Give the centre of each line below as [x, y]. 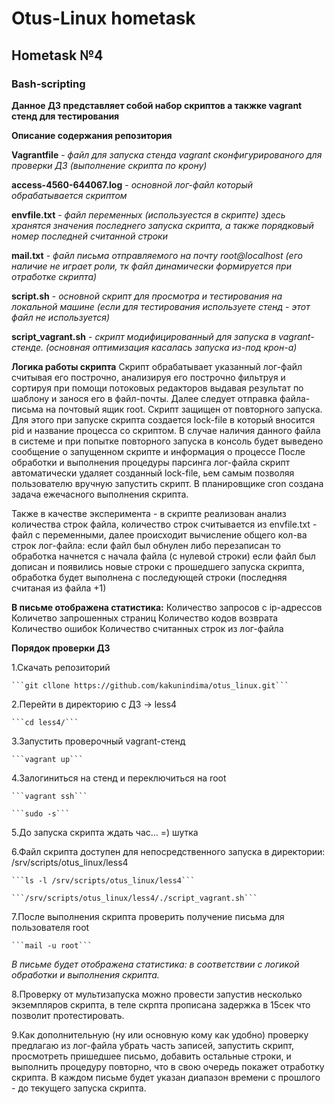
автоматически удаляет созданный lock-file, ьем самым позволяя [153, 473]
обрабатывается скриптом [69, 195]
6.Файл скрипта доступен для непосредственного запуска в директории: [168, 851]
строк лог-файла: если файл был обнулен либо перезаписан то [146, 545]
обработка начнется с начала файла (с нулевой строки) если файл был [163, 556]
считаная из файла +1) [59, 588]
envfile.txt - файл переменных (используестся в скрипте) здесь [148, 214]
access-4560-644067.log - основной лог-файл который [132, 184]
